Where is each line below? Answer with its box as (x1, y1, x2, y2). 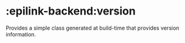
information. (5, 30, 37, 38)
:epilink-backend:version (5, 4, 136, 18)
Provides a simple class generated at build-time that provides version (5, 24, 180, 31)
